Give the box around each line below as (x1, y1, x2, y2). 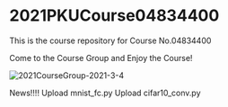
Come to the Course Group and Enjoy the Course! (9, 52, 193, 63)
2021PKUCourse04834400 (9, 5, 220, 26)
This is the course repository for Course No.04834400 (9, 35, 212, 46)
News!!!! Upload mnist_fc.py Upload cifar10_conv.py (9, 87, 201, 98)
